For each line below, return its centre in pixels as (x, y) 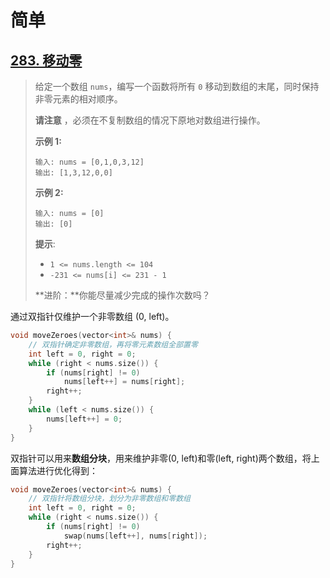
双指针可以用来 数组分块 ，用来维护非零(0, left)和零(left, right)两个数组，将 (161, 458)
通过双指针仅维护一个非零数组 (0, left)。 (92, 316)
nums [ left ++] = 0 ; (84, 419)
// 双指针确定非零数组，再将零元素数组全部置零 (113, 344)
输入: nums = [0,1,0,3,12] (89, 162)
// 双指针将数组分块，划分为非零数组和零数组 (109, 499)
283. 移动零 (46, 60)
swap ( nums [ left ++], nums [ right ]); (135, 536)
